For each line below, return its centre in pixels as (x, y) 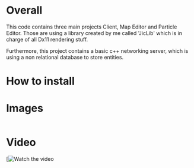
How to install (41, 81)
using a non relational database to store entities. (65, 57)
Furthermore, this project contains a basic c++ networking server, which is (97, 50)
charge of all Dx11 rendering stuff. (47, 39)
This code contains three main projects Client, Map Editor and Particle (92, 27)
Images (25, 108)
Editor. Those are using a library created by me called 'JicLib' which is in (94, 33)
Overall (24, 10)
